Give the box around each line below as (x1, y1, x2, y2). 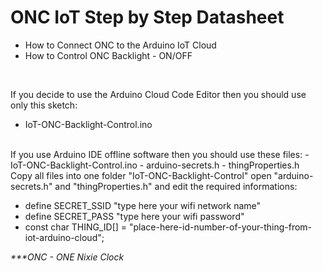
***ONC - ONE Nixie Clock (10, 251, 125, 263)
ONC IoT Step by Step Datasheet (10, 6, 285, 29)
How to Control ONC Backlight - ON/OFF (24, 49, 193, 61)
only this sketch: (10, 99, 78, 111)
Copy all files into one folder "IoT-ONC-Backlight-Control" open (10, 169, 272, 181)
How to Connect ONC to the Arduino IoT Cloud (24, 39, 217, 51)
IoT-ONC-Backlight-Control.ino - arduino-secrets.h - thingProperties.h (10, 159, 300, 171)
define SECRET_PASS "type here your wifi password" (24, 210, 245, 222)
